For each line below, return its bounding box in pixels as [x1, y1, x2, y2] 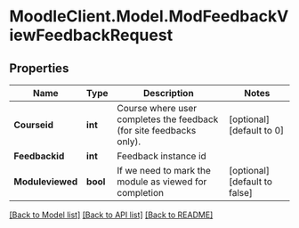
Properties [9, 61, 69, 76]
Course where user [117, 102, 198, 114]
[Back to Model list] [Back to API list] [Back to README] [9, 209, 214, 220]
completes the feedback [117, 113, 219, 126]
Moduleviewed [13, 175, 78, 188]
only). [117, 135, 141, 148]
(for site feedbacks [117, 125, 197, 136]
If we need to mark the [117, 165, 212, 176]
